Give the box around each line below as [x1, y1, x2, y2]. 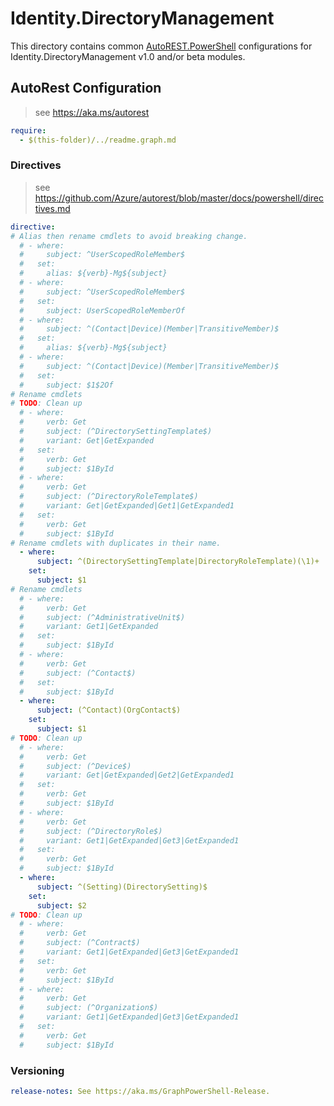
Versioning [10, 1063, 65, 1077]
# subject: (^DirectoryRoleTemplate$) [19, 492, 199, 502]
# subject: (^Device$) [19, 761, 132, 771]
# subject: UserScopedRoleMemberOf [19, 305, 186, 316]
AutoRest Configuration [10, 80, 162, 97]
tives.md [34, 202, 71, 214]
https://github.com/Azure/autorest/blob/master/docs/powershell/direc [34, 192, 325, 204]
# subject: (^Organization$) [19, 1003, 159, 1013]
